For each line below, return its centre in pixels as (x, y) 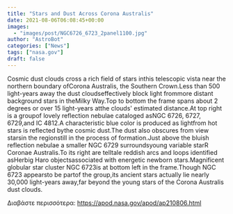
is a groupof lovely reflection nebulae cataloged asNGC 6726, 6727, (104, 115)
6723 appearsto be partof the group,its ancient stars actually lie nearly (109, 174)
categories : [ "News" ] (39, 46)
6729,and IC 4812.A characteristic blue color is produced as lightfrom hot (112, 123)
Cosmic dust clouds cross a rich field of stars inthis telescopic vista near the (116, 79)
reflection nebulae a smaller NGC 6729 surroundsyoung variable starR (108, 145)
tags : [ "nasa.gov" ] (35, 53)
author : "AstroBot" (35, 40)
